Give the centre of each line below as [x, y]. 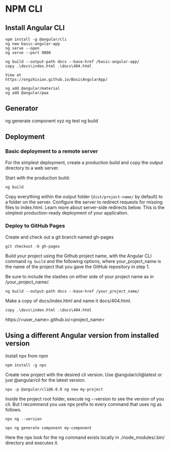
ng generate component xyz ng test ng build [52, 121]
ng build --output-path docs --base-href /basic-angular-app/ [72, 62]
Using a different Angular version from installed [82, 336]
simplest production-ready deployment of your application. [67, 213]
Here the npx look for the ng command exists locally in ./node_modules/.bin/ [85, 437]
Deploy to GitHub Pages [35, 226]
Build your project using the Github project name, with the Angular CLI [78, 256]
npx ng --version [24, 419]
